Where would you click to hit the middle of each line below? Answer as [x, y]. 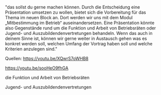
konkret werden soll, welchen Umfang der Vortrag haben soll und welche [79, 44]
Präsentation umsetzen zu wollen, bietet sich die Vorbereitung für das [76, 12]
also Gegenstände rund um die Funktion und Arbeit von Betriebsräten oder [80, 28]
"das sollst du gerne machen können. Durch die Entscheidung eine [73, 7]
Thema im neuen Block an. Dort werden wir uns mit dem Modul [69, 17]
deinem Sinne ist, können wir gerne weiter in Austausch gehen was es [76, 38]
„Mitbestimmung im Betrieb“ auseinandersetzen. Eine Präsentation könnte [80, 23]
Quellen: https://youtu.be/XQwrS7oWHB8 [47, 58]
